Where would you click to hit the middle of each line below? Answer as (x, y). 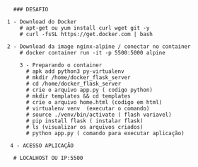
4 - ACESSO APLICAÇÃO (42, 146)
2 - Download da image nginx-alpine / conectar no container (99, 47)
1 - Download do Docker (42, 22)
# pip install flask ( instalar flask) (85, 121)
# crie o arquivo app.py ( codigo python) (89, 90)
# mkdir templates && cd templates (78, 96)
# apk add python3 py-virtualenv (75, 71)
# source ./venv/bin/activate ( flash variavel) (99, 115)
